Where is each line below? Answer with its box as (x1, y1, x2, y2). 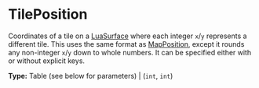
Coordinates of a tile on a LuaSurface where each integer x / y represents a (8, 31, 247, 40)
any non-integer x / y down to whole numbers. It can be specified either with (8, 48, 252, 57)
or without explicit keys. (8, 56, 85, 65)
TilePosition (8, 5, 88, 23)
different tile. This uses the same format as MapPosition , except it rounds (8, 39, 245, 48)
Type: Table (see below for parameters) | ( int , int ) (8, 71, 173, 80)
